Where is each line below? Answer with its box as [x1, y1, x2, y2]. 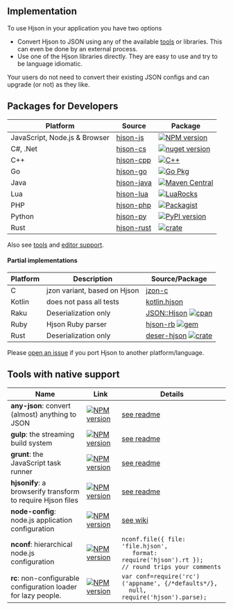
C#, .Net [10, 143, 38, 153]
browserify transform [10, 487, 80, 496]
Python [10, 211, 35, 221]
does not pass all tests [46, 297, 119, 306]
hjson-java [116, 177, 153, 187]
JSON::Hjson [145, 308, 188, 317]
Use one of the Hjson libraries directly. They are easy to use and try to [17, 52, 218, 60]
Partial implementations [7, 256, 78, 265]
